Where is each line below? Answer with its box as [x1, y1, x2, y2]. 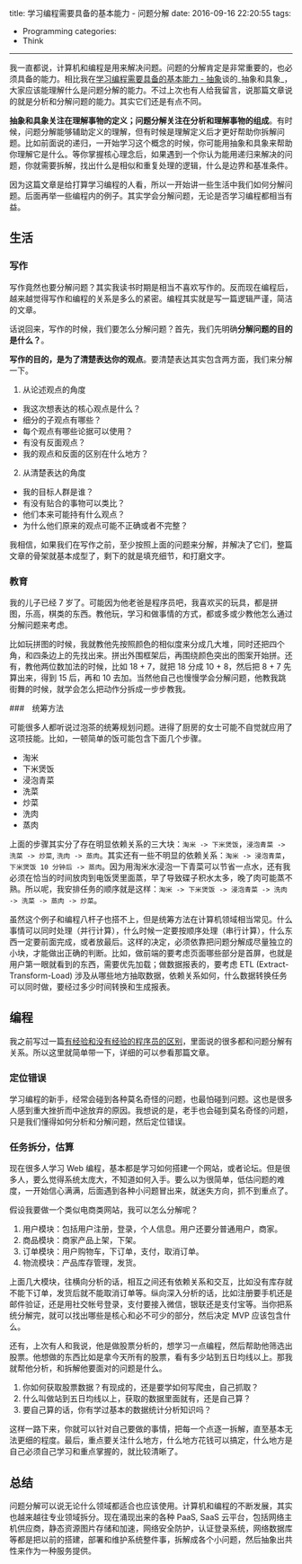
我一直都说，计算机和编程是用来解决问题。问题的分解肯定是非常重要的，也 [9, 62, 285, 73]
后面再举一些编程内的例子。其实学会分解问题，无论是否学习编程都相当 [24, 191, 285, 200]
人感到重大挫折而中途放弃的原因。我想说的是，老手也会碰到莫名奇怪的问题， [9, 1105, 293, 1116]
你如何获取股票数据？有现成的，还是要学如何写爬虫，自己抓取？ [22, 1382, 259, 1393]
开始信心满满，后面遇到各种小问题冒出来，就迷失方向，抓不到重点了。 [32, 1186, 293, 1196]
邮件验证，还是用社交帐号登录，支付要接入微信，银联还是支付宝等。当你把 [9, 1299, 285, 1310]
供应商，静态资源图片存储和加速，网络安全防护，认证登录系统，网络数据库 [16, 1523, 293, 1534]
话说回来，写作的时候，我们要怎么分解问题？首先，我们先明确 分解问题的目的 [9, 323, 293, 334]
